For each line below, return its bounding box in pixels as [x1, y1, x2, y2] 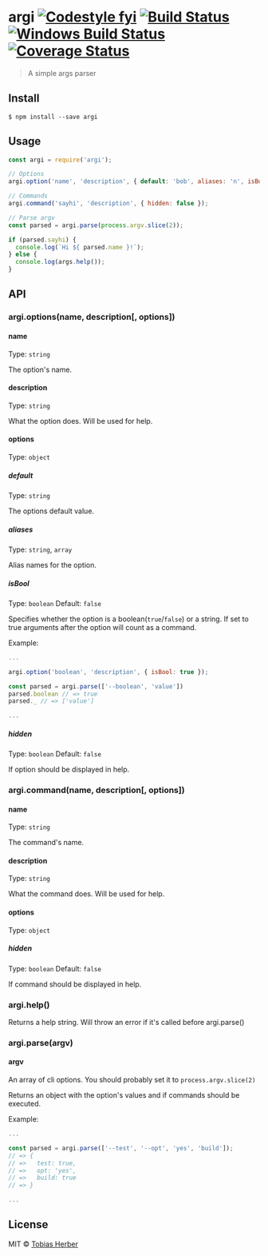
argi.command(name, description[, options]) [8, 784, 185, 795]
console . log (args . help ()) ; [15, 258, 105, 266]
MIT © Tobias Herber [8, 1239, 78, 1249]
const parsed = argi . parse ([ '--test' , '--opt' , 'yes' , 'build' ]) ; [8, 1144, 234, 1152]
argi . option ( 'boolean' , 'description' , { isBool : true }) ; [8, 668, 209, 676]
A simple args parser [27, 68, 97, 78]
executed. [8, 1099, 41, 1109]
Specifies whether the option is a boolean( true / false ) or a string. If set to [8, 614, 249, 624]
